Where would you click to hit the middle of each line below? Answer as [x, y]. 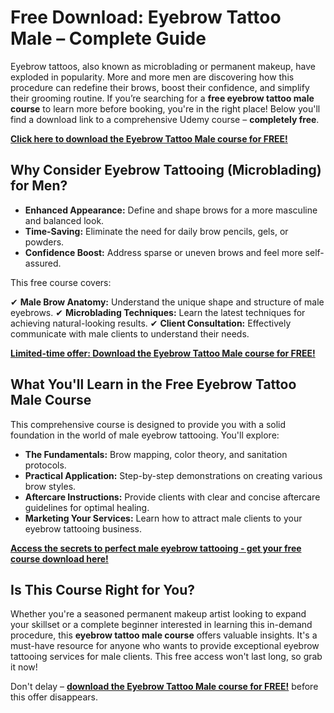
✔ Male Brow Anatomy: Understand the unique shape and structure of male [167, 302]
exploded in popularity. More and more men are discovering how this [152, 77]
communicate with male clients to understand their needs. [130, 333]
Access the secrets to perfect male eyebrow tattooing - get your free [156, 548]
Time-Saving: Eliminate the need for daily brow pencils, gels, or [156, 231]
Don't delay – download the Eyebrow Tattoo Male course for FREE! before [164, 687]
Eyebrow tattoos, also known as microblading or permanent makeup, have [163, 66]
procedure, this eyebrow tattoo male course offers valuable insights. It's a [164, 635]
